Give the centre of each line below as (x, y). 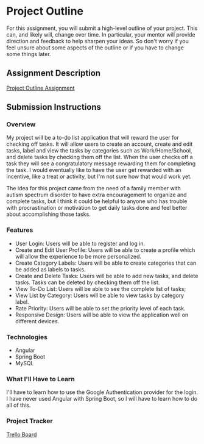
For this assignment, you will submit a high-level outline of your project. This (102, 28)
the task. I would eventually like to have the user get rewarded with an (94, 170)
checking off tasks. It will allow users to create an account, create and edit (100, 144)
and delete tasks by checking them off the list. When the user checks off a (100, 157)
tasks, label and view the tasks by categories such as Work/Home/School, (99, 151)
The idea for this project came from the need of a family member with (94, 188)
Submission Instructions (54, 107)
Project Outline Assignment (40, 88)
